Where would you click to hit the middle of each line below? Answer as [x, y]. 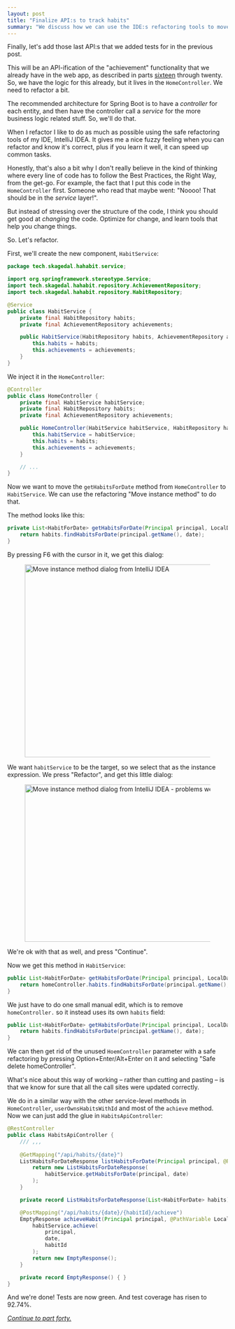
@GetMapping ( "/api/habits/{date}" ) [72, 1154]
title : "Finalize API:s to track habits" [69, 20]
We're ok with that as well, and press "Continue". [78, 952]
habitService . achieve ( [65, 1226]
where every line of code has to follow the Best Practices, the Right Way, [112, 175]
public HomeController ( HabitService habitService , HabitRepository [120, 429]
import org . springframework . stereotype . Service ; [79, 279]
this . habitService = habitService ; [84, 435]
